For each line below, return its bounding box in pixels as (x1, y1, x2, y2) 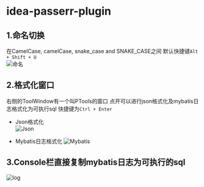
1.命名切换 (6, 30, 45, 40)
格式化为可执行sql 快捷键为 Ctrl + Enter (11, 105, 113, 112)
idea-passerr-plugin (6, 4, 112, 18)
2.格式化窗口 (6, 80, 55, 90)
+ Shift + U (6, 54, 37, 61)
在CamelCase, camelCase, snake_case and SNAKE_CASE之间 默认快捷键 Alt (6, 48, 199, 54)
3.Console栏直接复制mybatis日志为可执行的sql (6, 157, 186, 167)
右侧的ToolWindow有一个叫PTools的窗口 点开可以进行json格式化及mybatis (6, 97, 194, 105)
